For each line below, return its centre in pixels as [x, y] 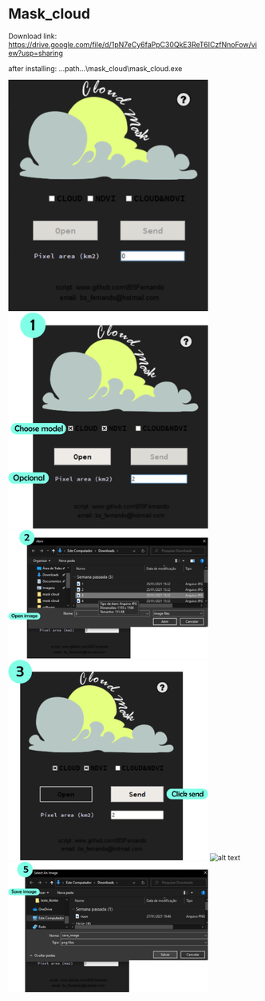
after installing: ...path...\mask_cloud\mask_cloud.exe [95, 68]
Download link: [33, 36]
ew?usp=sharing [36, 53]
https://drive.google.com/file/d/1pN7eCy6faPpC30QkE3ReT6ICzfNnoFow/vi [133, 44]
